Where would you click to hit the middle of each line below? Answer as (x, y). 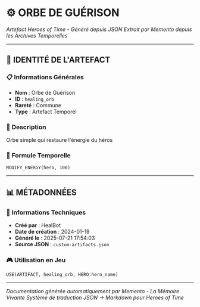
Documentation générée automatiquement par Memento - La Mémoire (93, 292)
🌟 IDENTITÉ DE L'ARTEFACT (58, 60)
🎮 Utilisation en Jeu (36, 260)
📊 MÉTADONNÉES (41, 192)
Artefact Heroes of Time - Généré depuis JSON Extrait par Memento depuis (99, 29)
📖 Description (26, 127)
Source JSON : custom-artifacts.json (62, 244)
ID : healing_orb (35, 99)
